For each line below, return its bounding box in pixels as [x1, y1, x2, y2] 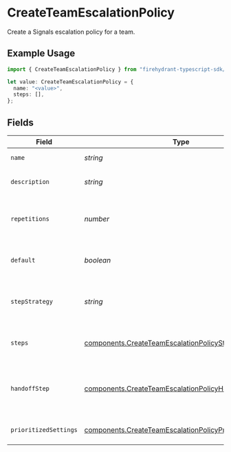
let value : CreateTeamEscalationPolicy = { [7, 78, 134, 85]
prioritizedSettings [10, 426, 78, 433]
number [84, 214, 110, 223]
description [10, 178, 50, 185]
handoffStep [10, 384, 50, 392]
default [10, 256, 36, 264]
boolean [84, 255, 111, 265]
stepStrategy [10, 298, 54, 305]
